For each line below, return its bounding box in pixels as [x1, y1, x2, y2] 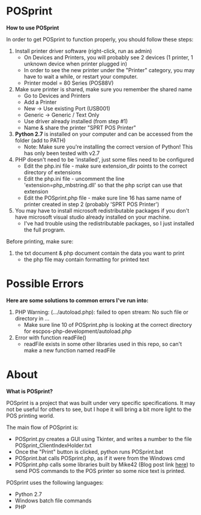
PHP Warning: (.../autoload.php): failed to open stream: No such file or [14, 308, 189, 315]
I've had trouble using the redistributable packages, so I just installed [23, 219, 194, 227]
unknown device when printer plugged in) [23, 60, 128, 67]
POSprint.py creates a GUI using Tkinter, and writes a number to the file [14, 435, 192, 442]
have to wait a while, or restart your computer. [23, 73, 138, 80]
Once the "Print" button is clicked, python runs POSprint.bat [14, 448, 164, 455]
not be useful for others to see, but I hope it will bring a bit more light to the [6, 406, 192, 413]
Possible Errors [6, 277, 84, 291]
